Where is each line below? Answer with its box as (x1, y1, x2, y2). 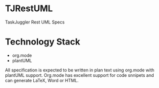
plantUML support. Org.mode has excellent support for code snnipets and (5, 72, 154, 78)
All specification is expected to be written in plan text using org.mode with (5, 67, 155, 73)
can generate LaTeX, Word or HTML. (5, 77, 79, 83)
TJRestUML (5, 3, 53, 14)
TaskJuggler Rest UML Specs (5, 19, 65, 25)
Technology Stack (5, 36, 81, 47)
